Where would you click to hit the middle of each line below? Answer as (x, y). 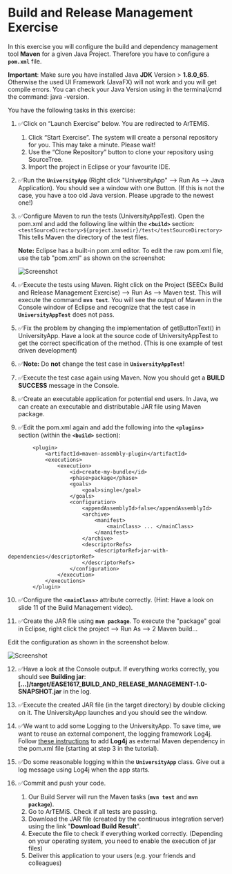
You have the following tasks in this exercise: (71, 110)
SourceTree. (45, 159)
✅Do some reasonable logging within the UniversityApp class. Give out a (121, 761)
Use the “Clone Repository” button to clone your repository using (120, 152)
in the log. (77, 691)
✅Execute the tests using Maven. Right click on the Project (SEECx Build (120, 284)
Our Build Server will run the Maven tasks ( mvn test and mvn (113, 797)
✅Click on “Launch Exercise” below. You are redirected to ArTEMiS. (114, 123)
